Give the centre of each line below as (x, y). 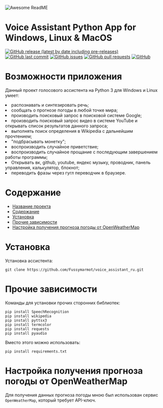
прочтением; (19, 136)
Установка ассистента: (29, 261)
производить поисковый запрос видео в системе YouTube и (75, 120)
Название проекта (31, 206)
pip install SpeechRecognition (37, 312)
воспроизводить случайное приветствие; (55, 146)
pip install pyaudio (26, 333)
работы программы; (27, 157)
